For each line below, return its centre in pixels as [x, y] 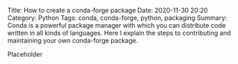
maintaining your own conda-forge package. [73, 41]
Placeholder [25, 54]
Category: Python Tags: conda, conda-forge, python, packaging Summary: [117, 18]
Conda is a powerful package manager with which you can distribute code [117, 25]
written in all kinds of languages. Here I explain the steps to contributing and [119, 33]
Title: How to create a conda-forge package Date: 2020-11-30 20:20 [108, 10]
